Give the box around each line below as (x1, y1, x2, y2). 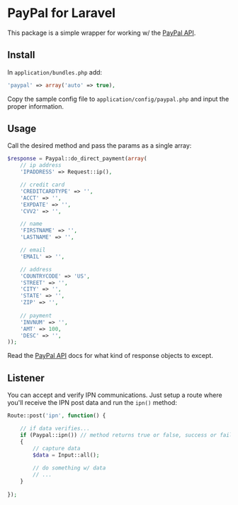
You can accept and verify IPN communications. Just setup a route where (7, 391, 222, 399)
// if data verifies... (20, 425, 91, 432)
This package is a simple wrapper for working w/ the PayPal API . (7, 28, 196, 37)
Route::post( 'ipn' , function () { (7, 412, 106, 420)
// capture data (33, 445, 81, 452)
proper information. (7, 102, 64, 111)
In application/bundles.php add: (7, 67, 103, 76)
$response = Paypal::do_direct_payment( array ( (7, 155, 147, 163)
